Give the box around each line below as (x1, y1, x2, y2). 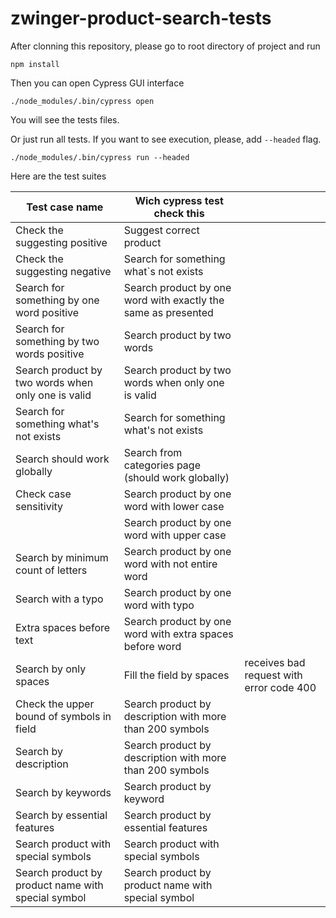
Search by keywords (15, 785, 112, 799)
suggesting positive (15, 235, 108, 249)
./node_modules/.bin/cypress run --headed (10, 152, 190, 162)
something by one (15, 293, 100, 307)
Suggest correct (123, 223, 200, 237)
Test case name (26, 200, 104, 214)
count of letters (15, 563, 88, 577)
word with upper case (123, 528, 227, 542)
